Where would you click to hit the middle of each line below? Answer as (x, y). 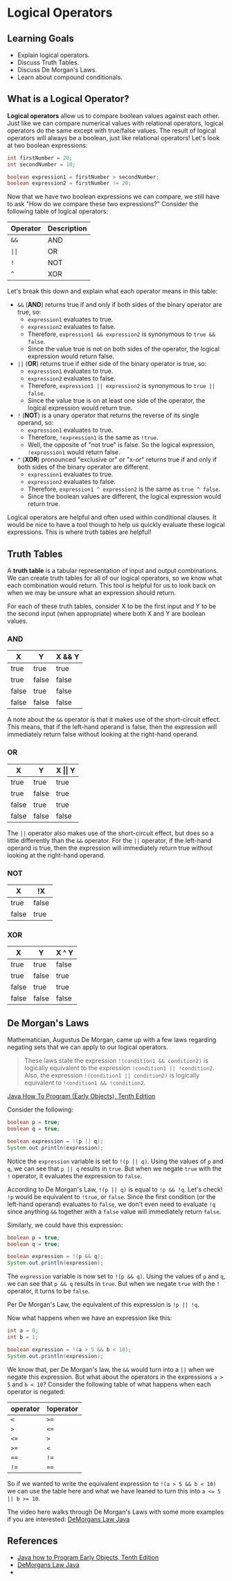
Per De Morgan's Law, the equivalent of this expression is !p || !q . (103, 1305)
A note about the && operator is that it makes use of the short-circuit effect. (114, 719)
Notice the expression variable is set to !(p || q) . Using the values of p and (115, 1161)
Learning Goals (41, 39)
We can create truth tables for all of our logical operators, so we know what (115, 578)
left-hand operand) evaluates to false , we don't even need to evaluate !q (111, 1204)
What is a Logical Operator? (68, 99)
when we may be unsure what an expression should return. (92, 593)
